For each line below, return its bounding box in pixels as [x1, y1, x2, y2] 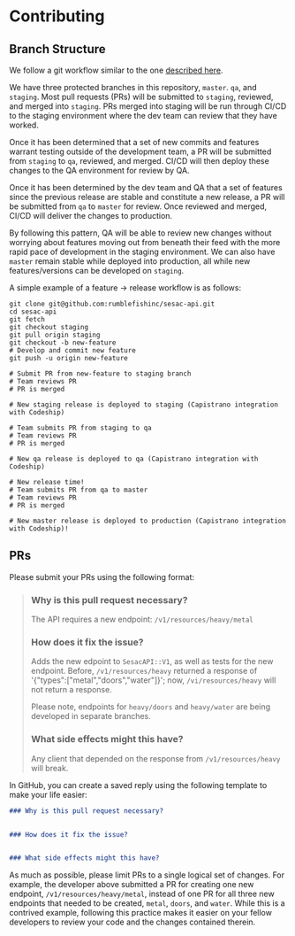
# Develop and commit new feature [9, 346, 137, 355]
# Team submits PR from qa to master [9, 485, 148, 494]
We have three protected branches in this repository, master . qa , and [9, 82, 258, 92]
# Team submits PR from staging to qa [9, 423, 152, 432]
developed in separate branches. [30, 711, 152, 722]
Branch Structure [9, 42, 106, 57]
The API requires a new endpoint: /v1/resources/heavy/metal [30, 614, 254, 625]
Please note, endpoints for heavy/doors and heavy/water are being [30, 701, 271, 712]
